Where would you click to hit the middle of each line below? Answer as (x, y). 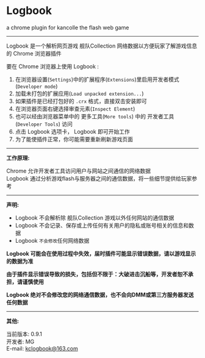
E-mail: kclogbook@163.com (42, 348)
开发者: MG (20, 342)
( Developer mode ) (36, 86)
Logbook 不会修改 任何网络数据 (52, 240)
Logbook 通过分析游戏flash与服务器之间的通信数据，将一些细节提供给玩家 (99, 178)
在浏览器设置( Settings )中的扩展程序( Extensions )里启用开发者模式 (97, 79)
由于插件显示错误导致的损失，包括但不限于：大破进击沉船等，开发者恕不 (97, 274)
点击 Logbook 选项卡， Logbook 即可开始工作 (72, 131)
